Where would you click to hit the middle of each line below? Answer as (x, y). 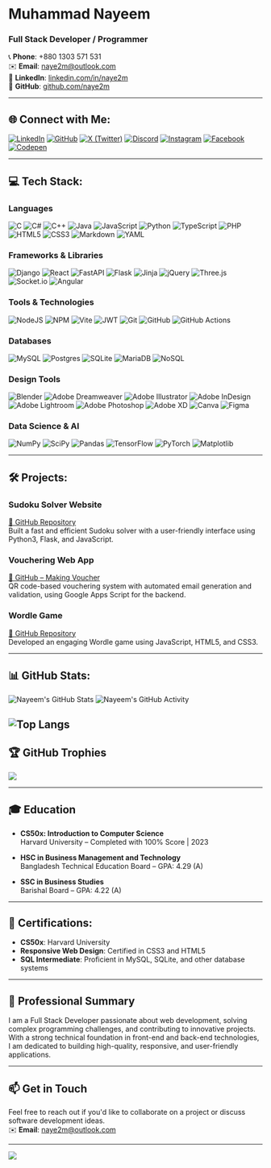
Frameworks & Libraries (56, 255)
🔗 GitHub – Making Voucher (54, 578)
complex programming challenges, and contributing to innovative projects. (132, 1029)
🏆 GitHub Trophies (58, 753)
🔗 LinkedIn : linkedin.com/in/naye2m (68, 78)
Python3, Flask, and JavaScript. (61, 539)
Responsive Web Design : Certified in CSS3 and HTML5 (113, 951)
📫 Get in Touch (48, 1089)
